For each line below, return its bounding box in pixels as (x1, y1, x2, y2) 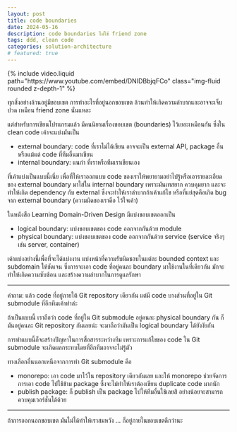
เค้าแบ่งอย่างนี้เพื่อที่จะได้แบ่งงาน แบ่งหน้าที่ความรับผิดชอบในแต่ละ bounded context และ (7, 254, 219, 262)
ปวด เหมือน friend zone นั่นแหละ (7, 105, 92, 114)
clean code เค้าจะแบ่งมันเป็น (7, 128, 80, 136)
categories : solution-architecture (7, 43, 112, 50)
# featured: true (7, 50, 59, 57)
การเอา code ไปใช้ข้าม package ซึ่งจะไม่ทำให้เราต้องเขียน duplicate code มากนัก (17, 379, 220, 387)
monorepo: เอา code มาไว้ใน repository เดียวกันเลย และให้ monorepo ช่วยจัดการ (17, 371, 227, 380)
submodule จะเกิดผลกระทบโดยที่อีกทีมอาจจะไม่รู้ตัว (7, 343, 133, 351)
